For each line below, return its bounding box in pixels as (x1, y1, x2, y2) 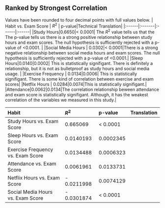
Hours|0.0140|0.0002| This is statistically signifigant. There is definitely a (5, 60, 153, 66)
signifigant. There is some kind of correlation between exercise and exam (5, 76, 154, 82)
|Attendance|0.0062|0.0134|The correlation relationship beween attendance (5, 87, 160, 92)
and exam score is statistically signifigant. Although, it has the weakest (5, 92, 148, 98)
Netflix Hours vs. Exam (7, 175, 60, 181)
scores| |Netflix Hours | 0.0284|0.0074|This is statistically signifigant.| (5, 81, 147, 88)
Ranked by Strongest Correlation (5, 4, 108, 12)
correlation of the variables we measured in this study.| (5, 97, 117, 103)
